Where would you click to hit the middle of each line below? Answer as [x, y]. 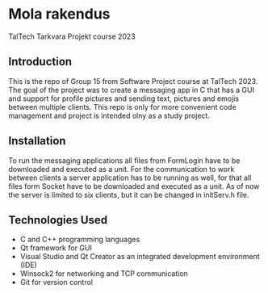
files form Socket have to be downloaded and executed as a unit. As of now [134, 186]
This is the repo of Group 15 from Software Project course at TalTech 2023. [133, 81]
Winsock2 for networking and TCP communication [104, 274]
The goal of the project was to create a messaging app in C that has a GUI [131, 90]
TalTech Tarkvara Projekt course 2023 [72, 36]
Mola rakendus [59, 14]
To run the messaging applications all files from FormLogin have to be [124, 160]
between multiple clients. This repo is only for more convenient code [122, 107]
